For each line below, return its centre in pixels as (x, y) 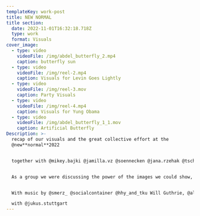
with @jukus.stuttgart (40, 203)
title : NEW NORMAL (29, 17)
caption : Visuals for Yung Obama (58, 112)
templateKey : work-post (36, 12)
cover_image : (22, 45)
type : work (25, 34)
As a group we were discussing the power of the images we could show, (102, 177)
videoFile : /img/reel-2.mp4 (51, 73)
